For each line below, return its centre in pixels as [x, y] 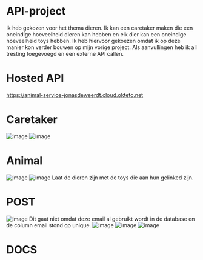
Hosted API [35, 78]
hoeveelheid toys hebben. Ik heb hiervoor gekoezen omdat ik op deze [93, 41]
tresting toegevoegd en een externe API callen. [65, 53]
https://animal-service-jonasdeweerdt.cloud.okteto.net [75, 95]
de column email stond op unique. [49, 225]
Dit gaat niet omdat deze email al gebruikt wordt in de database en [112, 219]
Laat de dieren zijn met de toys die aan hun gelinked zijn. [123, 178]
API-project [36, 11]
